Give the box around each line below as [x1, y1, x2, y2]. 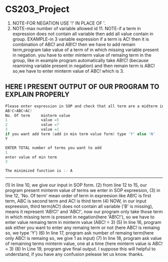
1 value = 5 [5, 118, 59, 123]
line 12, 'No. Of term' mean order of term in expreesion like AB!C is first [5, 193, 151, 199]
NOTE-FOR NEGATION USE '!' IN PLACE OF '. [12, 20, 106, 26]
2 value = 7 [5, 122, 59, 127]
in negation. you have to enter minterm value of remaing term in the [12, 52, 151, 58]
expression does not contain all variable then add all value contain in [12, 31, 153, 37]
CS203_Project [5, 4, 69, 15]
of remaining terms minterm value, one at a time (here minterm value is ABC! [5, 240, 163, 246]
